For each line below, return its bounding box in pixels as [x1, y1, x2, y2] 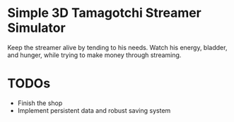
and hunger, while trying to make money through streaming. [7, 51, 182, 59]
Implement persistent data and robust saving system [17, 106, 171, 114]
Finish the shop [17, 99, 63, 107]
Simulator [7, 20, 66, 36]
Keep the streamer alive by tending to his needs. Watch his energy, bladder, [7, 43, 228, 51]
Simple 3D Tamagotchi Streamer [7, 5, 201, 21]
